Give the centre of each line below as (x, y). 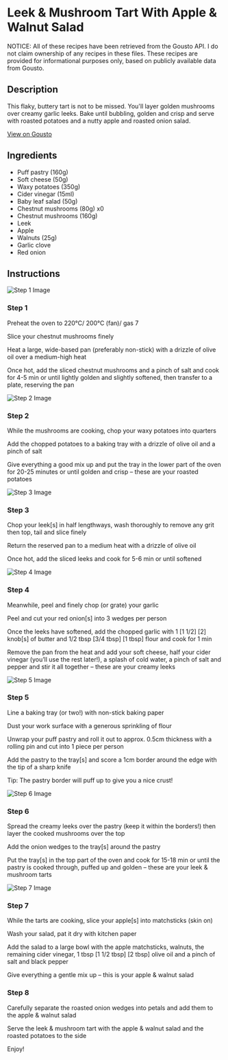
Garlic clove (34, 245)
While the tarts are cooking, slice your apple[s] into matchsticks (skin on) (110, 921)
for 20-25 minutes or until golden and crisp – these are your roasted (103, 472)
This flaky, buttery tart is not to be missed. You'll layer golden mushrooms (111, 106)
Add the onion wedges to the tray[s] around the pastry (84, 847)
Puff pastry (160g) (42, 172)
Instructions (34, 273)
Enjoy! (16, 1049)
